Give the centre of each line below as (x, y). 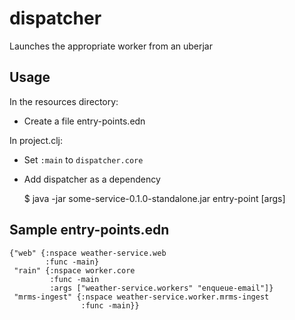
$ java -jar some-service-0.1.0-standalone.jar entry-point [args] (154, 198)
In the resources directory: (64, 101)
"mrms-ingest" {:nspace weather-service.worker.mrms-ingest (141, 297)
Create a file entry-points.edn (84, 121)
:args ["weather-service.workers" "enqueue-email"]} (161, 288)
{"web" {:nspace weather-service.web (88, 253)
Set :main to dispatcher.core (83, 159)
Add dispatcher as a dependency (92, 179)
